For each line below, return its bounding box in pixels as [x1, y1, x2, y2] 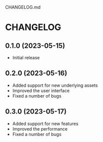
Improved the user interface [12, 87, 70, 94]
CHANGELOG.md [5, 4, 41, 10]
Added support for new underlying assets [12, 82, 98, 88]
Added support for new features [12, 121, 79, 127]
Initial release [12, 55, 40, 60]
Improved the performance [12, 126, 68, 132]
